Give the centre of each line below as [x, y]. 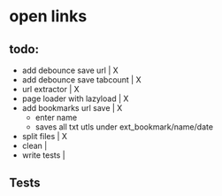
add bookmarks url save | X [72, 108]
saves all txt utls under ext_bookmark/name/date [124, 127]
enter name [56, 118]
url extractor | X [50, 89]
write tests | [44, 155]
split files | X [45, 136]
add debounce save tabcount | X [81, 80]
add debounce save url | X [70, 70]
